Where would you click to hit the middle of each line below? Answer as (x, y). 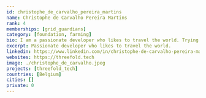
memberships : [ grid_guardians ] (46, 29)
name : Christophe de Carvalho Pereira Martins (67, 18)
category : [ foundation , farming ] (49, 35)
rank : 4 (16, 23)
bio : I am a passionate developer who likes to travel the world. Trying (103, 40)
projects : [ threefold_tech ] (42, 68)
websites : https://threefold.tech (51, 57)
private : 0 (20, 86)
